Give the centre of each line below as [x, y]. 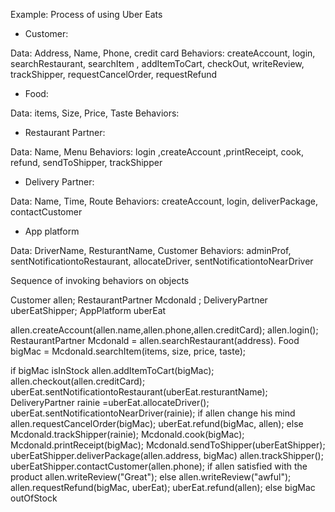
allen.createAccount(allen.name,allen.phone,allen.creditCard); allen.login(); [164, 330]
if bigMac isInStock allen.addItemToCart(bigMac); [112, 370]
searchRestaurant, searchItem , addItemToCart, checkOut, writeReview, [157, 63]
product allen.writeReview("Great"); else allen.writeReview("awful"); [151, 477]
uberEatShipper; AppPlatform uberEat [88, 310]
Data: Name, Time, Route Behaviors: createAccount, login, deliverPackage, [164, 201]
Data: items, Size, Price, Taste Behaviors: [95, 113]
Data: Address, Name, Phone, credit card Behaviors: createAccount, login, [163, 53]
